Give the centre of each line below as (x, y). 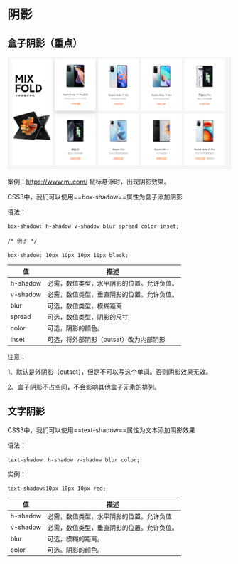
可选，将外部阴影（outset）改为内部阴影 (106, 340)
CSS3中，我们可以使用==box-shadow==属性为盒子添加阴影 (95, 197)
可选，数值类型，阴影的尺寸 (88, 317)
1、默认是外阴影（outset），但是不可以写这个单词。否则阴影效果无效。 (109, 372)
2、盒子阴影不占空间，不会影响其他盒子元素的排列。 (84, 387)
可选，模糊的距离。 (76, 539)
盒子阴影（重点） (45, 43)
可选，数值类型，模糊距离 (85, 305)
